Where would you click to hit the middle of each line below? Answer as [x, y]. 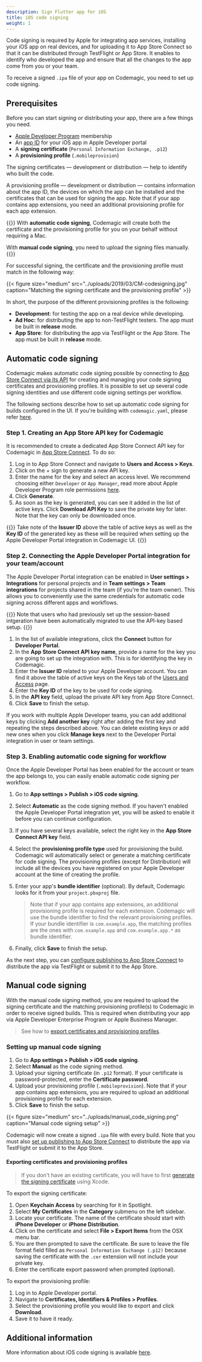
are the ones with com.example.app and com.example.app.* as [105, 930]
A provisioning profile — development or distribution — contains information [101, 185]
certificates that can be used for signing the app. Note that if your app [93, 198]
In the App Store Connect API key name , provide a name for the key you [105, 651]
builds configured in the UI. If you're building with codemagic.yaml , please [97, 410]
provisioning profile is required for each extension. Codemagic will [112, 911]
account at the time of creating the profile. [68, 874]
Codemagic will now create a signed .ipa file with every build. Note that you [101, 1135]
